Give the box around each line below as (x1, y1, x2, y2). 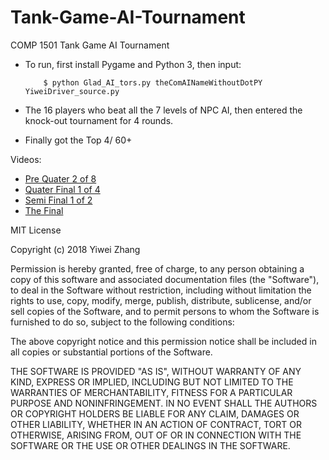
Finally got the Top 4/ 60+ (24, 134, 133, 146)
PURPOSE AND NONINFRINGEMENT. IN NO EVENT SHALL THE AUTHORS (10, 397, 318, 409)
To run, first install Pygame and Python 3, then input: (24, 58, 242, 70)
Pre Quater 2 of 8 (24, 172, 97, 185)
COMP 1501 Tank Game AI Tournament (10, 39, 170, 51)
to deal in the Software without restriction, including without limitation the (10, 284, 312, 296)
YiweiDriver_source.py (24, 86, 120, 96)
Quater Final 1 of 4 (24, 183, 101, 195)
